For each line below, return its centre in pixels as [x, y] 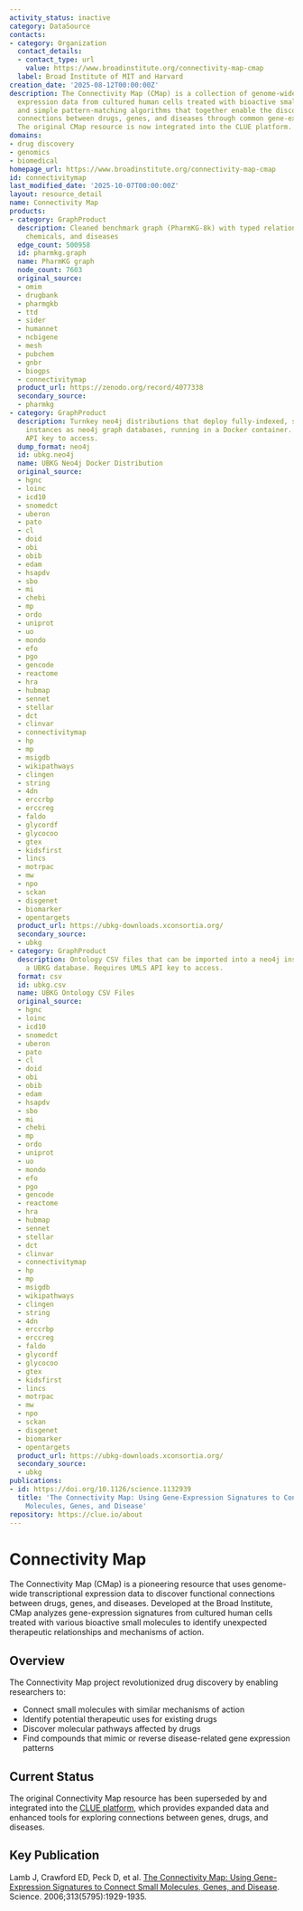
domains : [26, 136]
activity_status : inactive [60, 18]
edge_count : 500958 [54, 245]
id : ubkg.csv [42, 985]
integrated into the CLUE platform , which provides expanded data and [139, 1807]
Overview [37, 1660]
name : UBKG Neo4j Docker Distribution [91, 464]
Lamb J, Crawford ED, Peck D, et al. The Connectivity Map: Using [131, 1877]
